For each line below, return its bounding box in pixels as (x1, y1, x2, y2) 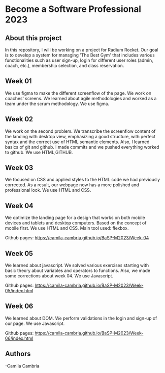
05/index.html (5, 288, 33, 294)
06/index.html (5, 335, 33, 341)
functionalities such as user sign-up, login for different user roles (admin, (5, 57, 154, 63)
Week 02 (5, 115, 33, 123)
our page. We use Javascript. (5, 320, 65, 326)
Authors (5, 350, 31, 358)
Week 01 (5, 77, 32, 85)
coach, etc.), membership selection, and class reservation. (5, 63, 124, 68)
